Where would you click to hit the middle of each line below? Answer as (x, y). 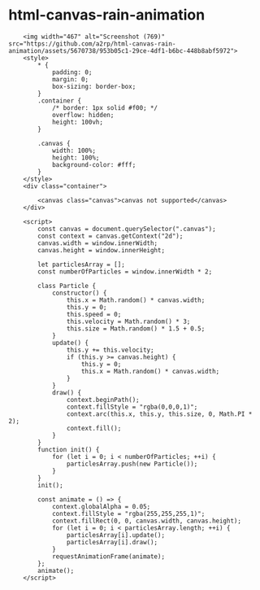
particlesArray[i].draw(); (112, 542)
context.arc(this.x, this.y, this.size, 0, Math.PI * (159, 414)
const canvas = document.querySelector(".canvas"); (127, 229)
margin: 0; (70, 79)
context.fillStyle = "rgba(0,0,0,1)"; (132, 407)
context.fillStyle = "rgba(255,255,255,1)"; (128, 514)
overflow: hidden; (83, 115)
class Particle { (67, 286)
